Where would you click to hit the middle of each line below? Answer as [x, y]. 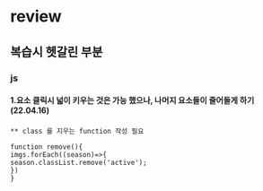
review [36, 17]
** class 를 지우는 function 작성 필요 [77, 131]
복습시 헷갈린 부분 [57, 52]
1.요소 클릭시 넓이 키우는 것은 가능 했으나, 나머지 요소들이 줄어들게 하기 [132, 100]
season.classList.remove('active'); [79, 162]
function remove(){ [47, 147]
